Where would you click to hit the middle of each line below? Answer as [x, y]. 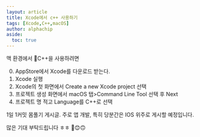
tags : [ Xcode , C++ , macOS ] [38, 23]
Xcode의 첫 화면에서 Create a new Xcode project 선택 [81, 86]
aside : [15, 35]
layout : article [27, 12]
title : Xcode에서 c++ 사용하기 [42, 18]
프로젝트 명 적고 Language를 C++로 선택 [64, 102]
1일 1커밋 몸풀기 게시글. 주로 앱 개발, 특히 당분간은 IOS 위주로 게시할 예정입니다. [100, 114]
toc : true [24, 40]
